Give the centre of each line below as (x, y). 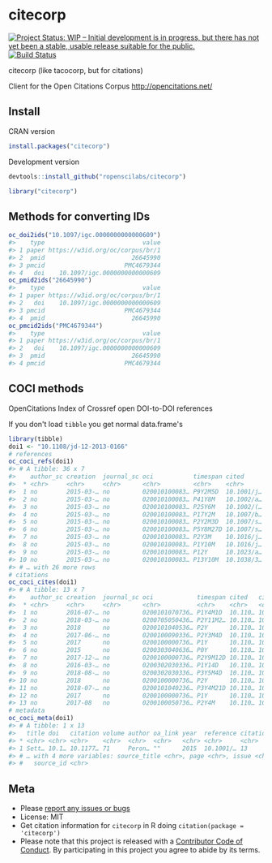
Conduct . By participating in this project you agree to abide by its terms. (140, 850)
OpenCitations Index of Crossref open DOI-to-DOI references (110, 408)
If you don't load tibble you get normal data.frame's (96, 424)
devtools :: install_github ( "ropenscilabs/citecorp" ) (97, 176)
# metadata (27, 711)
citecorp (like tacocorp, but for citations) (76, 70)
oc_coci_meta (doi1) (41, 718)
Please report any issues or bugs (75, 809)
